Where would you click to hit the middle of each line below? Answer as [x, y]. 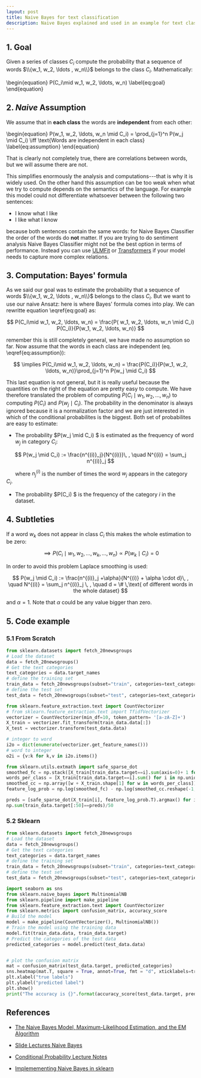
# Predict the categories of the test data [61, 939]
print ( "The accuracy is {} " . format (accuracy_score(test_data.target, [95, 994]
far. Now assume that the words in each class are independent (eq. [89, 347]
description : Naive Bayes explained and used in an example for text [95, 23]
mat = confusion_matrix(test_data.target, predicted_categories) [89, 966]
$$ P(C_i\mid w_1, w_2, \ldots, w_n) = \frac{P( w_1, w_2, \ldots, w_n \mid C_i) [100, 322]
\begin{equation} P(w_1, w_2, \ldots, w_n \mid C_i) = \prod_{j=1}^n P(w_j [95, 134]
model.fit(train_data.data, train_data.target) [67, 933]
